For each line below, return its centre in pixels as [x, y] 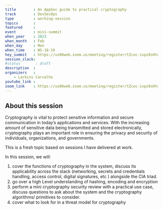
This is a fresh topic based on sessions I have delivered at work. [69, 147]
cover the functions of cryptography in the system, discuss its [74, 166]
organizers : [20, 73]
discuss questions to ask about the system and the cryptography [77, 192]
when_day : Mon [25, 46]
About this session [34, 105]
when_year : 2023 [26, 37]
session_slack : [20, 59]
